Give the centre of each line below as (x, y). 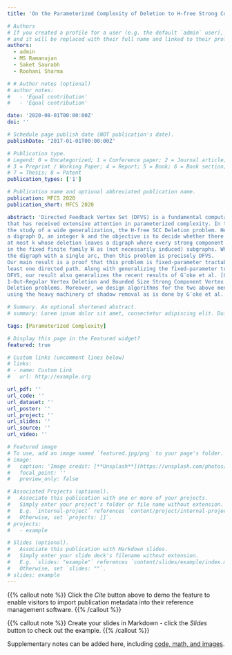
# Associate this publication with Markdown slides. (88, 549)
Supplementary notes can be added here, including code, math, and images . (116, 644)
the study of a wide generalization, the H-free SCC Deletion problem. (112, 230)
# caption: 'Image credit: (49, 466)
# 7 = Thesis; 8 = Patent (44, 173)
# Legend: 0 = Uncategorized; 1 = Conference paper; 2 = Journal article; (117, 160)
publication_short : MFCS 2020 (51, 204)
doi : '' (18, 122)
